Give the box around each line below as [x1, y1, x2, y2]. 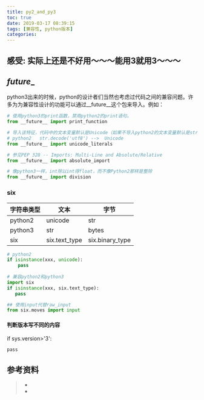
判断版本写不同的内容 [7, 321, 60, 328]
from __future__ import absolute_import [7, 157, 111, 164]
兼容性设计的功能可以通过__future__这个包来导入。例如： [22, 101, 165, 108]
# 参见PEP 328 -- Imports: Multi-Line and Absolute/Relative [7, 152, 163, 158]
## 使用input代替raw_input [7, 302, 71, 308]
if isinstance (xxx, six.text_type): [7, 285, 99, 291]
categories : [7, 32, 37, 38]
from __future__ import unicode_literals [7, 141, 113, 147]
